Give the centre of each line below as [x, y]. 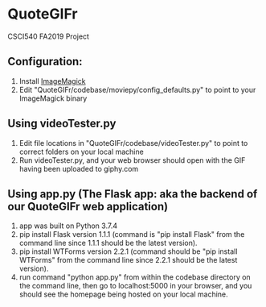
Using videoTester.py [62, 124]
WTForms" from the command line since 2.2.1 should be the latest [128, 260]
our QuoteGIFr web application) [88, 206]
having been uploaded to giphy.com [79, 168]
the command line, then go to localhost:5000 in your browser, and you [135, 286]
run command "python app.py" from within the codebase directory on [135, 277]
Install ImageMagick [52, 81]
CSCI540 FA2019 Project [49, 36]
